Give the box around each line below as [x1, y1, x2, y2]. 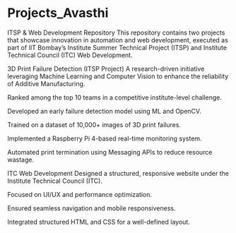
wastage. [7, 155, 34, 164]
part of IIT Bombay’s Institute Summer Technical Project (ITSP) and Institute [7, 43, 228, 52]
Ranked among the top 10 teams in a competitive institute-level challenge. [7, 93, 223, 102]
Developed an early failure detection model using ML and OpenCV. [7, 107, 201, 115]
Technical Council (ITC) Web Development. [7, 51, 133, 59]
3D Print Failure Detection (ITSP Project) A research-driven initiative [7, 64, 205, 73]
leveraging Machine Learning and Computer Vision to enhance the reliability [7, 72, 229, 80]
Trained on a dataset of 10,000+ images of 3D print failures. [7, 120, 182, 129]
